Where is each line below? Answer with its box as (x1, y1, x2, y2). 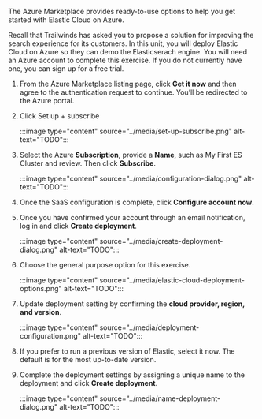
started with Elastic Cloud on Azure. (8, 15, 124, 24)
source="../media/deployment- (99, 323, 200, 332)
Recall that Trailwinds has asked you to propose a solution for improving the (8, 31, 254, 39)
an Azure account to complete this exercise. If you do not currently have (8, 55, 242, 65)
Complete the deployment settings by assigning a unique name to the (19, 370, 245, 380)
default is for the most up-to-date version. (19, 355, 157, 364)
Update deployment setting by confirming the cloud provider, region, (19, 299, 245, 309)
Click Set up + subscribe (19, 111, 100, 121)
